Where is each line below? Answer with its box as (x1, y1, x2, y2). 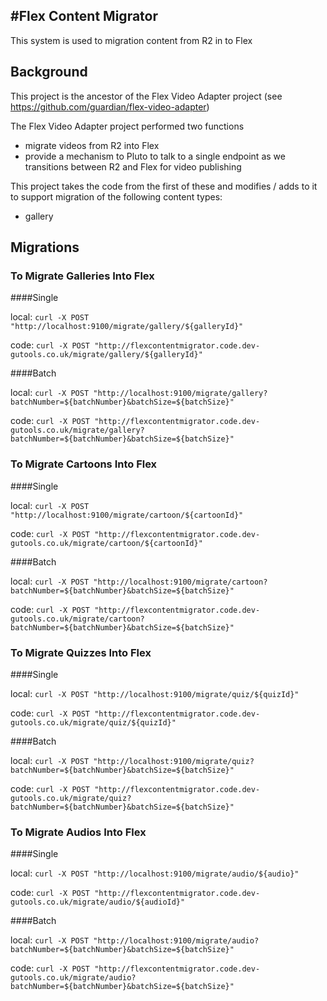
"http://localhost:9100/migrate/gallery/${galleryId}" (10, 322, 244, 332)
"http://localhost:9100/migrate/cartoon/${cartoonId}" (10, 510, 244, 520)
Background (10, 64, 88, 81)
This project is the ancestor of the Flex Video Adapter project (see (10, 90, 283, 102)
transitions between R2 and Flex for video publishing (24, 160, 242, 173)
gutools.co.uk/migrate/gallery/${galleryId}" (10, 350, 203, 360)
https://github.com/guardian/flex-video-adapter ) (10, 100, 210, 113)
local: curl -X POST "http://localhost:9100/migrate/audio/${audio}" (10, 867, 300, 879)
